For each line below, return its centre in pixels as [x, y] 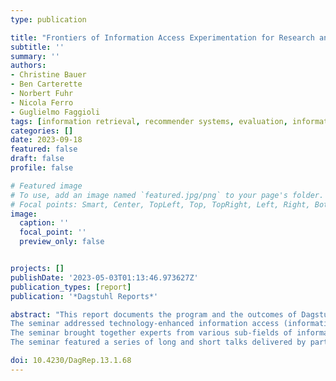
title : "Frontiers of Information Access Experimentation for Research [162, 37]
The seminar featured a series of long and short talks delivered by [158, 342]
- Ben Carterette [46, 84]
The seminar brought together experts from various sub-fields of [151, 333]
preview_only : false [62, 242]
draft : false [37, 159]
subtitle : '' [37, 47]
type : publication [48, 19]
